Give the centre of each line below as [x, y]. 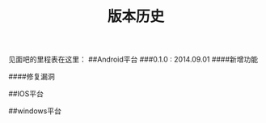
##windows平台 [35, 111]
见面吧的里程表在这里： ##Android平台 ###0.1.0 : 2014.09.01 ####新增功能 [133, 59]
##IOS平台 [26, 94]
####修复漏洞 [32, 77]
